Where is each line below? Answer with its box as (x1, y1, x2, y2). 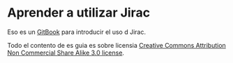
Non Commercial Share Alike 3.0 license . (7, 48, 124, 57)
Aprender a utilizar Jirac (7, 5, 151, 21)
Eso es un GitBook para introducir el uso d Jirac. (7, 28, 146, 36)
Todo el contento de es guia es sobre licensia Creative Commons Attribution (7, 41, 227, 49)
